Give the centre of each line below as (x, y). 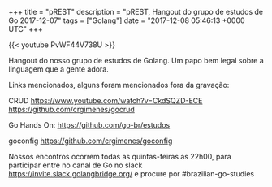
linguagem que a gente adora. (59, 69)
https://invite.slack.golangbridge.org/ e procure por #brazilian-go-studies (131, 174)
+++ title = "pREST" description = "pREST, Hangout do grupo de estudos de (136, 12)
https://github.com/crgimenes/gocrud (72, 109)
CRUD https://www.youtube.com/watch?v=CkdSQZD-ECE (106, 100)
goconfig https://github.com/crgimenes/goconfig (91, 141)
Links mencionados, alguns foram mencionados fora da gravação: (119, 85)
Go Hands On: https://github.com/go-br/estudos (89, 125)
